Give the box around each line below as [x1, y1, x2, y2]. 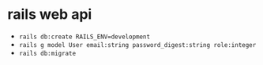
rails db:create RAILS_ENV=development [18, 33, 151, 41]
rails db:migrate [18, 49, 77, 57]
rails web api [7, 5, 92, 23]
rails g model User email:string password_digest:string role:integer [18, 41, 257, 49]
